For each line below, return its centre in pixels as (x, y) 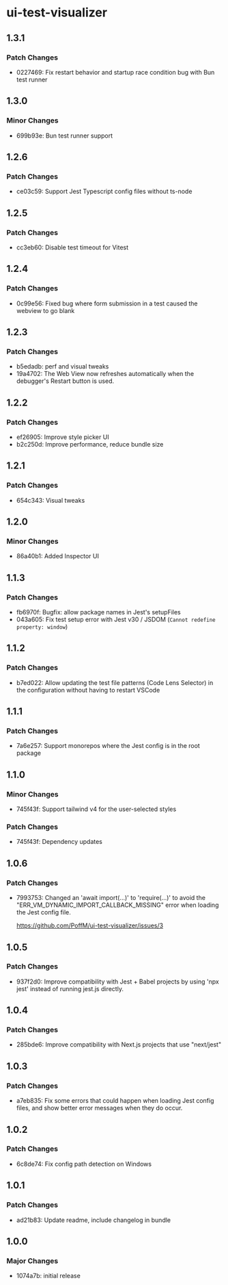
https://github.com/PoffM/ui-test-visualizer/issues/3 (90, 925)
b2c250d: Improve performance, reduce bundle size (90, 444)
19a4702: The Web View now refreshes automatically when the (105, 374)
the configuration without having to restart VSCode (88, 690)
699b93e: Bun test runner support (65, 136)
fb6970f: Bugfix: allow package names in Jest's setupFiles (99, 612)
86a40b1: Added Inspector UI (58, 556)
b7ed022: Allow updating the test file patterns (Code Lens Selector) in (115, 682)
